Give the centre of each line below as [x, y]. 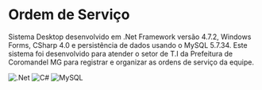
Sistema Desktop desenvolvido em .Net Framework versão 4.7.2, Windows [130, 37]
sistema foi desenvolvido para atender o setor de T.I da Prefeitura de [121, 53]
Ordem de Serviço [69, 15]
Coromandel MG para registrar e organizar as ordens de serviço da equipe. [131, 62]
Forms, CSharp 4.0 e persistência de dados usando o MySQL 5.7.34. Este [128, 45]
